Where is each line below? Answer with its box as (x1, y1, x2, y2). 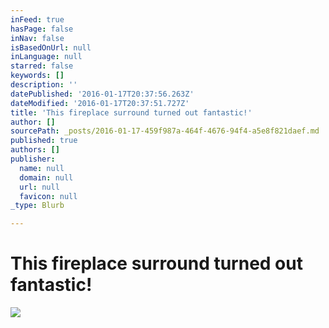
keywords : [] (10, 71, 65, 81)
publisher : (10, 154, 56, 164)
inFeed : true (10, 14, 65, 25)
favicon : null (19, 191, 78, 201)
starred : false (10, 61, 74, 71)
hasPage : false (10, 24, 74, 34)
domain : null (19, 172, 74, 183)
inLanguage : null (10, 52, 83, 62)
